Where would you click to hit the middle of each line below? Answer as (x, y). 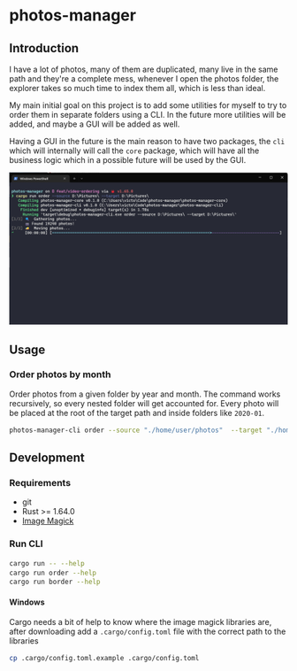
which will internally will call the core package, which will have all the (134, 150)
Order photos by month (60, 374)
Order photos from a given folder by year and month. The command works (145, 394)
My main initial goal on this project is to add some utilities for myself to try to (148, 105)
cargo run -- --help (47, 563)
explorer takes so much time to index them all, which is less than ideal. (137, 88)
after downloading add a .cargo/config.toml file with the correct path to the (148, 631)
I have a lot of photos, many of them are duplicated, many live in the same (144, 69)
